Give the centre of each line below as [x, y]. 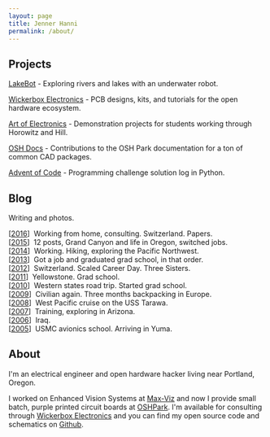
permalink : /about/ [41, 31]
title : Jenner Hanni [44, 24]
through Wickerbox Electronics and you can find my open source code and [134, 415]
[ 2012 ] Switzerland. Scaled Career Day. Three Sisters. [100, 268]
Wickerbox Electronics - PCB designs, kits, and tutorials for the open [123, 99]
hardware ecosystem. [45, 108]
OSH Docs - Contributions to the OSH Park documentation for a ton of [126, 148]
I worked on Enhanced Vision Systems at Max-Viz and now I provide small [132, 398]
